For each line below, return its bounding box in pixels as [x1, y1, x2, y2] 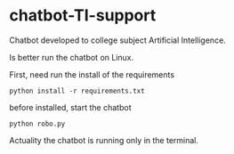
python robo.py [9, 119, 66, 128]
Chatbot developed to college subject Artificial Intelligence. [9, 35, 227, 45]
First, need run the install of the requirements [9, 69, 175, 80]
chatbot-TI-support [9, 5, 157, 26]
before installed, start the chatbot [9, 101, 132, 112]
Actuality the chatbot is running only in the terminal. [9, 134, 198, 145]
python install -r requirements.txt [9, 86, 145, 95]
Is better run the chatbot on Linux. [9, 52, 134, 62]
